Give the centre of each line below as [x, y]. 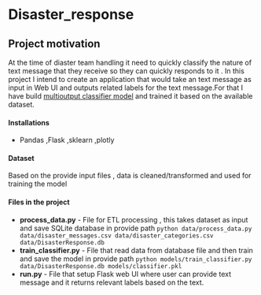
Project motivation [54, 44]
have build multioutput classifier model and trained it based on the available [130, 96]
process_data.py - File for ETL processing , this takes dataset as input [134, 219]
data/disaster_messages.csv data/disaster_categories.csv [116, 235]
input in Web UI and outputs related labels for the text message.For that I [126, 88]
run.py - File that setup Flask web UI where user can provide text [125, 274]
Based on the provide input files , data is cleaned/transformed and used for [130, 176]
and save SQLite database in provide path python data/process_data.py [136, 228]
